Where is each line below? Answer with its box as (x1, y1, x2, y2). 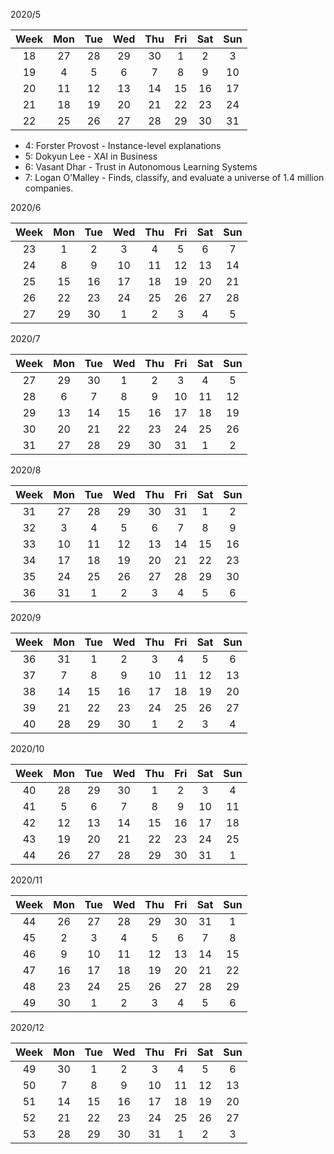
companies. (24, 182, 74, 194)
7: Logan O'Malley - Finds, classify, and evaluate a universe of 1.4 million (24, 172, 325, 183)
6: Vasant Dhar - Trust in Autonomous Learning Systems (24, 161, 258, 173)
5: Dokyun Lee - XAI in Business (24, 150, 158, 162)
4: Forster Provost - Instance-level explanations (24, 140, 222, 151)
